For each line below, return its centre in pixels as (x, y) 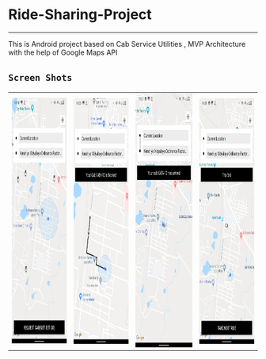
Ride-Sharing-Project (80, 15)
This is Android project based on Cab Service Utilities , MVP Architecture (127, 44)
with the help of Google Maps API (63, 52)
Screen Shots (40, 78)
